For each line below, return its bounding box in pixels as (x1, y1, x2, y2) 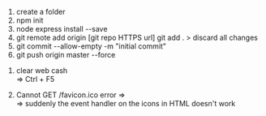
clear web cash (15, 66, 68, 75)
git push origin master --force (15, 50, 116, 59)
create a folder (15, 7, 66, 16)
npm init (15, 15, 44, 25)
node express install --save (15, 24, 108, 33)
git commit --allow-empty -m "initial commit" (15, 41, 167, 51)
